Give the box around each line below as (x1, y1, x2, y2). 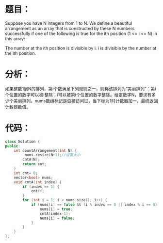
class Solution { (5, 139, 40, 144)
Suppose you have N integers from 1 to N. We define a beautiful (5, 20, 132, 26)
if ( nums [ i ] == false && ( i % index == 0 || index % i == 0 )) (31, 202, 160, 207)
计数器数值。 (5, 104, 31, 110)
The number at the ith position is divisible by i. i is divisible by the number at (5, 45, 157, 51)
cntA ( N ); (22, 157, 40, 162)
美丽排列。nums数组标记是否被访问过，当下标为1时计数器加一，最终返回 (13, 97, 158, 104)
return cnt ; (22, 162, 47, 167)
